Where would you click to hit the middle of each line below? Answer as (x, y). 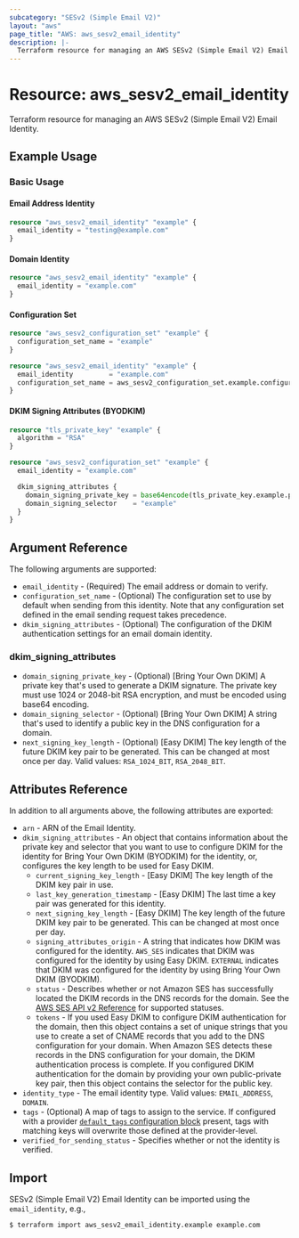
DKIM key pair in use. (74, 885)
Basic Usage (37, 182)
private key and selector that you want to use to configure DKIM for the (152, 847)
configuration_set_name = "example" (85, 342)
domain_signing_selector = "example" (101, 503)
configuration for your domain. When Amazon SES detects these (154, 1046)
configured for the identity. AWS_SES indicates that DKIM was (145, 951)
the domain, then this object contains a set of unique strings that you (162, 1027)
